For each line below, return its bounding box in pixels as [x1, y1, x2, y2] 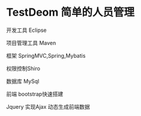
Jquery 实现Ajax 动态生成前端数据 [6, 103, 90, 110]
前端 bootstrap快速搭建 [6, 90, 64, 97]
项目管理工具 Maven [6, 39, 56, 46]
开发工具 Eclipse [6, 26, 47, 34]
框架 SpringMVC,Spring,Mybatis [6, 52, 86, 59]
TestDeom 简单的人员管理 [6, 5, 135, 19]
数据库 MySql [6, 78, 40, 85]
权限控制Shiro [6, 64, 41, 72]
